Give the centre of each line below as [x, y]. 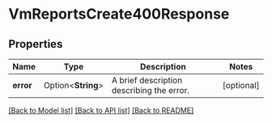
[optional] [241, 85]
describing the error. [151, 90]
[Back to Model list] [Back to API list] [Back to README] [101, 110]
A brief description [147, 80]
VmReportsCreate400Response [119, 14]
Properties [36, 44]
